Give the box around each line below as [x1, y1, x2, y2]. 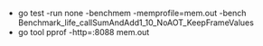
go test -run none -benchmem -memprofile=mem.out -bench [17, 8, 247, 18]
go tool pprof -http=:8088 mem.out [17, 27, 150, 37]
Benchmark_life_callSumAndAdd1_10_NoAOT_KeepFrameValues [17, 17, 255, 28]
